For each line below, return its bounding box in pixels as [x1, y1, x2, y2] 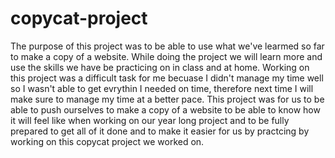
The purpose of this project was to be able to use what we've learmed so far [10, 40, 325, 52]
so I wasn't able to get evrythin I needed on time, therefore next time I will [10, 82, 314, 94]
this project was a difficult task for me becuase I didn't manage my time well [10, 72, 324, 84]
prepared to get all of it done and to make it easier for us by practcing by [10, 125, 310, 137]
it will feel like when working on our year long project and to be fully [10, 114, 290, 126]
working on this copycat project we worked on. [10, 135, 205, 147]
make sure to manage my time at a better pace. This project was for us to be [10, 93, 325, 105]
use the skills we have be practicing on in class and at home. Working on [10, 61, 310, 73]
